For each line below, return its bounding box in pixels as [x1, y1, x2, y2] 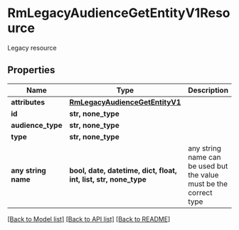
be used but [188, 161, 228, 171]
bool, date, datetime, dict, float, [69, 165, 177, 175]
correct [188, 187, 213, 197]
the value [188, 170, 219, 180]
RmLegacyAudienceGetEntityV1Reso [7, 5, 230, 21]
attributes [11, 97, 45, 107]
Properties [7, 64, 55, 76]
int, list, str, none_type [69, 174, 147, 184]
